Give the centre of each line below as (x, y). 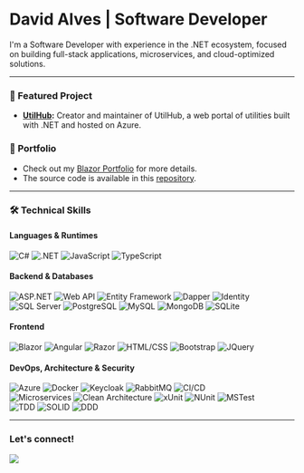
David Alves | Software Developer (138, 19)
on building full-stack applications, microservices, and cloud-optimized (142, 53)
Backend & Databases (52, 276)
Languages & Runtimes (54, 236)
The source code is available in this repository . (109, 178)
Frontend (27, 327)
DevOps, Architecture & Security (72, 368)
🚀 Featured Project (51, 95)
